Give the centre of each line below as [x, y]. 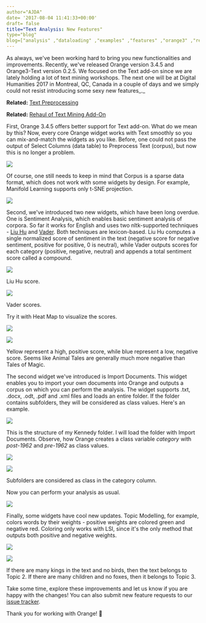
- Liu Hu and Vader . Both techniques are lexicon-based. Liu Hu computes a [101, 232]
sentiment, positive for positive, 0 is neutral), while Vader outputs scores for [102, 245]
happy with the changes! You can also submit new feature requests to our [100, 595]
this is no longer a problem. [41, 152]
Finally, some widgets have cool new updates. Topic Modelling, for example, [103, 516]
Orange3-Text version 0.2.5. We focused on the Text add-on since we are [99, 71]
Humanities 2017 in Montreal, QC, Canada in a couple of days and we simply [103, 84]
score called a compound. [39, 258]
